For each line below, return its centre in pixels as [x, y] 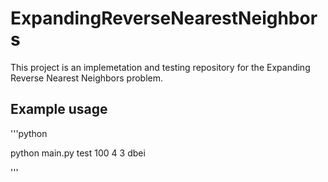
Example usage [59, 109]
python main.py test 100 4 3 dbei [78, 153]
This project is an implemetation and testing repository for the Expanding [160, 67]
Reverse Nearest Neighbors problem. [86, 78]
